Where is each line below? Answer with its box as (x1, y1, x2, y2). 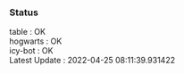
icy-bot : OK (9, 45, 54, 56)
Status (9, 6, 38, 19)
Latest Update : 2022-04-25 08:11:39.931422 (9, 55, 176, 66)
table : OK (9, 27, 46, 37)
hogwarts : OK (9, 36, 63, 46)
